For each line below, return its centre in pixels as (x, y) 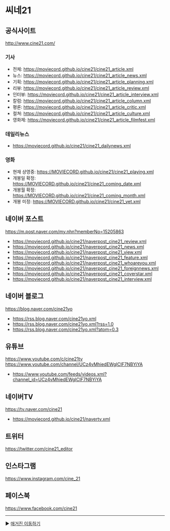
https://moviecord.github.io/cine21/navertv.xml (61, 419)
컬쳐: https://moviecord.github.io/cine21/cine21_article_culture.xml (81, 113)
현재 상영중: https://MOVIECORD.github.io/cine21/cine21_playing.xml (83, 172)
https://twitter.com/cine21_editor (39, 448)
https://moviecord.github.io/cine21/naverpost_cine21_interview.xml (82, 279)
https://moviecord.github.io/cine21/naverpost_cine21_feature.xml (80, 257)
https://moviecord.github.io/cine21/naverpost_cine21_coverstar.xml (82, 274)
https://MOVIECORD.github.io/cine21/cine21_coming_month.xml (79, 195)
